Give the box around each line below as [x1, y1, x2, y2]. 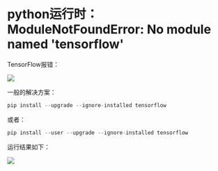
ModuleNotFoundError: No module [7, 22, 211, 38]
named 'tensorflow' [7, 36, 124, 52]
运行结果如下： [7, 142, 50, 151]
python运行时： [7, 6, 99, 22]
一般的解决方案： [7, 88, 56, 96]
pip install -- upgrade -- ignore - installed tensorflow [7, 101, 167, 108]
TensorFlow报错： [7, 60, 59, 68]
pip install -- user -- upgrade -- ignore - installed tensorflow [7, 129, 189, 136]
